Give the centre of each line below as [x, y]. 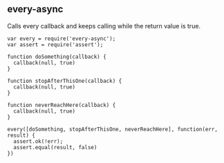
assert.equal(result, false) [55, 147]
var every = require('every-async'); [62, 39]
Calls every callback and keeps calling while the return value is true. [104, 26]
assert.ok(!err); [38, 141]
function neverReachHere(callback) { [62, 105]
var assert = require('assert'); [55, 45]
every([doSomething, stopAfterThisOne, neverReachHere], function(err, [112, 129]
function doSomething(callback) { [57, 57]
